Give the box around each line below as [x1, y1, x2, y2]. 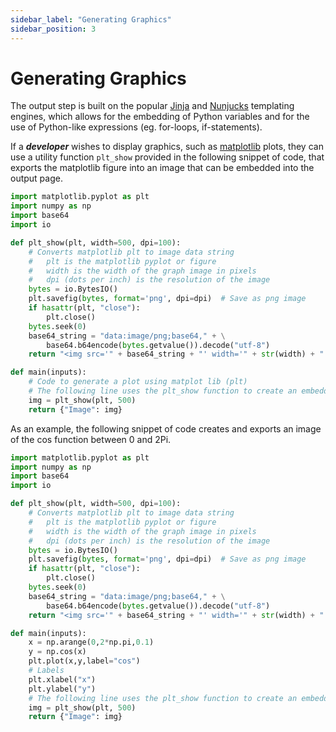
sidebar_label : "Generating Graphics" [10, 14, 172, 25]
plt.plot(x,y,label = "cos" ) [28, 656, 141, 666]
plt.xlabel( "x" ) [28, 674, 97, 685]
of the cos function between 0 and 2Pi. [10, 433, 172, 445]
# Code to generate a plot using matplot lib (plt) [28, 377, 248, 387]
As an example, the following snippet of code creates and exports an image [10, 422, 322, 435]
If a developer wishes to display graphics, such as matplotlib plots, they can [10, 141, 324, 153]
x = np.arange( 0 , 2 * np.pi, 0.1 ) [28, 637, 155, 648]
